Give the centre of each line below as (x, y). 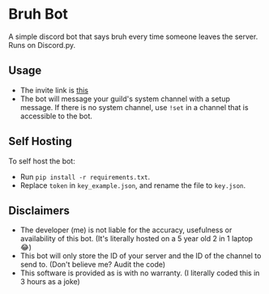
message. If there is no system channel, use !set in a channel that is (134, 107)
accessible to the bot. (56, 116)
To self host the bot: (42, 161)
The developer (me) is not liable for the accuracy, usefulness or (126, 230)
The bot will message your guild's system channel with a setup (125, 99)
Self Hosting (41, 141)
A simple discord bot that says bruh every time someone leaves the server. (133, 36)
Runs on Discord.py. (42, 45)
